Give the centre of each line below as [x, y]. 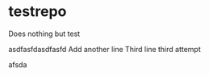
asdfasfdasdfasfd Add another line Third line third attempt [105, 49]
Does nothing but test [44, 34]
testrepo [38, 12]
